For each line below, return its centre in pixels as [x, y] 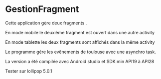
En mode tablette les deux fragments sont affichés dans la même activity [80, 42]
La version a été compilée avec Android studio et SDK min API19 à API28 [80, 61]
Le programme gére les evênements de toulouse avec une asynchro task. [80, 52]
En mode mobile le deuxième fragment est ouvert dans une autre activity [80, 32]
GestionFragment [42, 9]
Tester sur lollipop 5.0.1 [29, 71]
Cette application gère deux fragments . [46, 23]
